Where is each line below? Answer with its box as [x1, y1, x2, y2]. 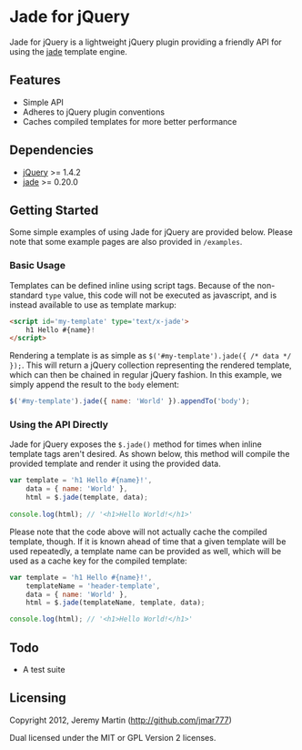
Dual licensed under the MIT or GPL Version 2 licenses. [9, 732, 216, 743]
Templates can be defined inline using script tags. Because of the [9, 279, 256, 290]
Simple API [22, 96, 64, 107]
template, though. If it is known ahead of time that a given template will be [9, 535, 287, 547]
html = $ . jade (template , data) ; [25, 493, 148, 502]
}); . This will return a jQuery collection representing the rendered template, [9, 360, 293, 370]
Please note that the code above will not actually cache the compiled [9, 526, 267, 537]
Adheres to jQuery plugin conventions [22, 106, 166, 117]
